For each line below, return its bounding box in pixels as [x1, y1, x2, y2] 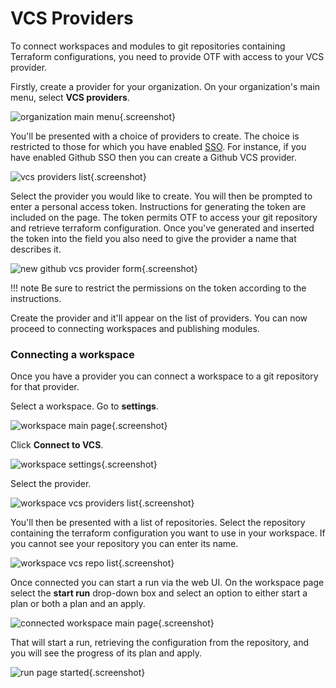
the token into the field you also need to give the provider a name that [10, 232, 297, 244]
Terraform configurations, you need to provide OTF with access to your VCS [10, 50, 325, 62]
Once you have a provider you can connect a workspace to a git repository [10, 370, 319, 382]
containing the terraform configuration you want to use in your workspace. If [10, 527, 326, 539]
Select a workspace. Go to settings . [10, 400, 159, 412]
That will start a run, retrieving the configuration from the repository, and [10, 637, 310, 649]
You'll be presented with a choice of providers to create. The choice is [10, 130, 300, 142]
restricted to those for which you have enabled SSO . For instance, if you [10, 140, 307, 152]
